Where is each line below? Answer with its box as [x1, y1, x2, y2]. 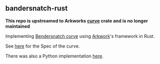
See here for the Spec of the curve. [5, 43, 80, 49]
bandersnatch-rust [5, 4, 68, 13]
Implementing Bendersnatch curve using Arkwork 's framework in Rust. [5, 33, 155, 39]
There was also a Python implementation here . [5, 53, 104, 59]
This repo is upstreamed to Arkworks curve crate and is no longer [5, 17, 148, 24]
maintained [5, 23, 30, 29]
